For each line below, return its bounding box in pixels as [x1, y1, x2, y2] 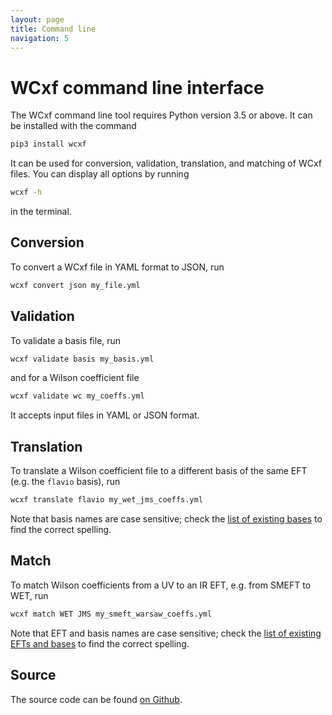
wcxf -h [10, 187, 43, 198]
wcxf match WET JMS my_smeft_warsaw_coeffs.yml [10, 609, 213, 619]
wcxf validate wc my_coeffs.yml [10, 391, 145, 401]
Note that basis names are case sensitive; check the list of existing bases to [10, 513, 323, 525]
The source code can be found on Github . [10, 693, 183, 705]
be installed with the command [10, 120, 137, 132]
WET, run [10, 589, 49, 601]
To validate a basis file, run [10, 334, 122, 346]
